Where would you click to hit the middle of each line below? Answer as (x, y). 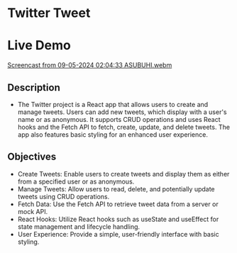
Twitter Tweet (49, 13)
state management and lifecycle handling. (79, 226)
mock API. (33, 211)
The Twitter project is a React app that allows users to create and (113, 104)
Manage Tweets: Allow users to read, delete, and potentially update (116, 189)
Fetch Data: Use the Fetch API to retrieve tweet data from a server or (118, 204)
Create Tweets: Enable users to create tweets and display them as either (123, 174)
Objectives (32, 157)
